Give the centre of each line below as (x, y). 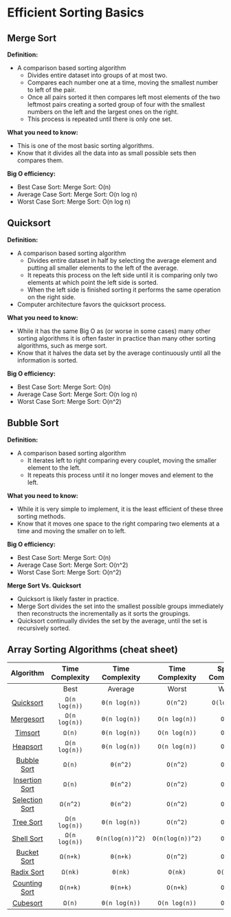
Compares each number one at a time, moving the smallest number (123, 83)
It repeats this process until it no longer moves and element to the (120, 475)
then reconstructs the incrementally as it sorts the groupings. (103, 613)
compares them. (40, 160)
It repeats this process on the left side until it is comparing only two (122, 275)
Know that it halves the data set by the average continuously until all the (119, 353)
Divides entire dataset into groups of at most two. (97, 75)
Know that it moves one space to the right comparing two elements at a (118, 524)
